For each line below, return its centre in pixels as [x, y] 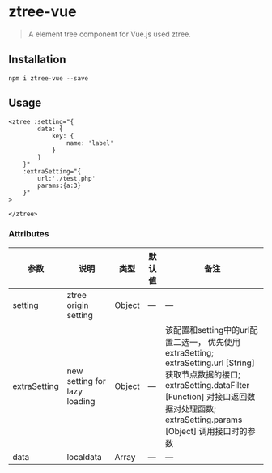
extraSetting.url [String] [210, 363]
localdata [85, 457]
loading [81, 401]
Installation [37, 60]
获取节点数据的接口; [202, 374]
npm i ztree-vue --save [49, 78]
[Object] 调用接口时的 [206, 431]
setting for [87, 381]
